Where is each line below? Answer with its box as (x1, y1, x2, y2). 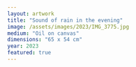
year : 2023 (7, 43, 39, 50)
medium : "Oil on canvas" (7, 29, 80, 37)
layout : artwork (7, 10, 54, 17)
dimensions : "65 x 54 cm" (7, 36, 82, 43)
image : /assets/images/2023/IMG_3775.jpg (7, 23, 130, 30)
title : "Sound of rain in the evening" (7, 17, 123, 24)
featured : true (7, 50, 52, 57)
